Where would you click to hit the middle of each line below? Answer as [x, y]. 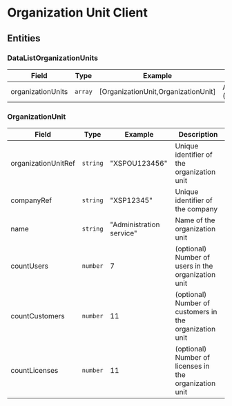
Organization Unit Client [78, 13]
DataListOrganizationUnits [53, 58]
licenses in [192, 366]
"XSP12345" [132, 200]
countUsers [30, 266]
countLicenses [35, 371]
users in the [194, 266]
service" [124, 233]
